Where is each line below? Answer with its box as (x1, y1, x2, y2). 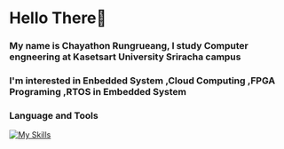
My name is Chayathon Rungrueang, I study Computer (9, 40, 248, 52)
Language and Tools (9, 109, 99, 122)
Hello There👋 (9, 8, 107, 28)
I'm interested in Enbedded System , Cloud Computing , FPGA (9, 74, 276, 87)
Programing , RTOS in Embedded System (9, 86, 186, 98)
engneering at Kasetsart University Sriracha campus (9, 51, 241, 63)
